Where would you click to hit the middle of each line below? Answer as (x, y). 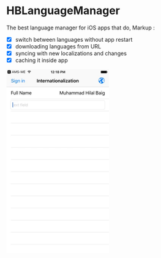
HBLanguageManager (63, 11)
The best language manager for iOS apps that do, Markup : (80, 28)
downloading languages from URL (58, 46)
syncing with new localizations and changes (71, 53)
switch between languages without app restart (74, 39)
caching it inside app (42, 60)
